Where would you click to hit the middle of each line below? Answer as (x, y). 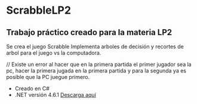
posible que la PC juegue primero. (48, 77)
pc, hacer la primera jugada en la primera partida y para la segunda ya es (96, 71)
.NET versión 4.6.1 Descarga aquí (56, 95)
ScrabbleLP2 (39, 10)
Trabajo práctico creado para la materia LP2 (89, 32)
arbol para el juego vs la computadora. (54, 53)
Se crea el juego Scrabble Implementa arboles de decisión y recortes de (95, 46)
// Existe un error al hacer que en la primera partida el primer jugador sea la (99, 64)
